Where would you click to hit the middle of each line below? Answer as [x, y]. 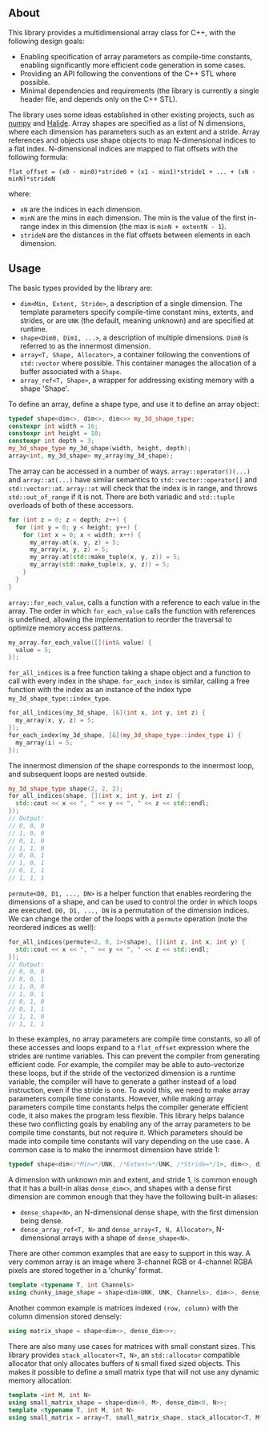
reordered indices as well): [52, 927]
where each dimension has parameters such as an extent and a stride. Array [134, 131]
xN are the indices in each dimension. [81, 209]
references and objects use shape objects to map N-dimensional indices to [132, 140]
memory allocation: [40, 1380]
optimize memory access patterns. [66, 627]
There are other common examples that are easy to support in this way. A [129, 1254]
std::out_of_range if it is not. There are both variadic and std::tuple [121, 497]
